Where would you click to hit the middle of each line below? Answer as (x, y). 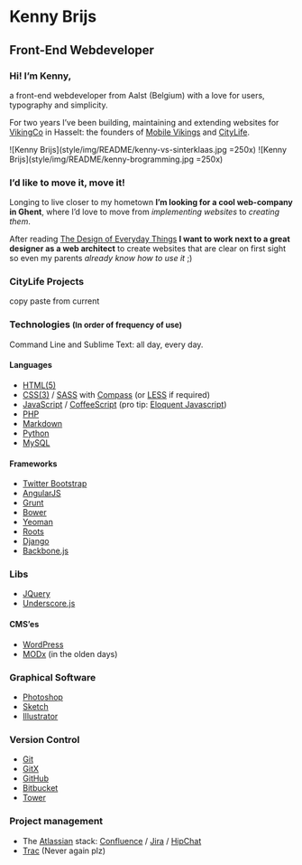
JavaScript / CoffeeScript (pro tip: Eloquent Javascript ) (124, 404)
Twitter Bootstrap (55, 484)
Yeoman (38, 522)
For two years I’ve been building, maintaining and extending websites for (144, 122)
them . (20, 221)
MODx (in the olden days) (70, 653)
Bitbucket (40, 788)
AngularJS (41, 494)
